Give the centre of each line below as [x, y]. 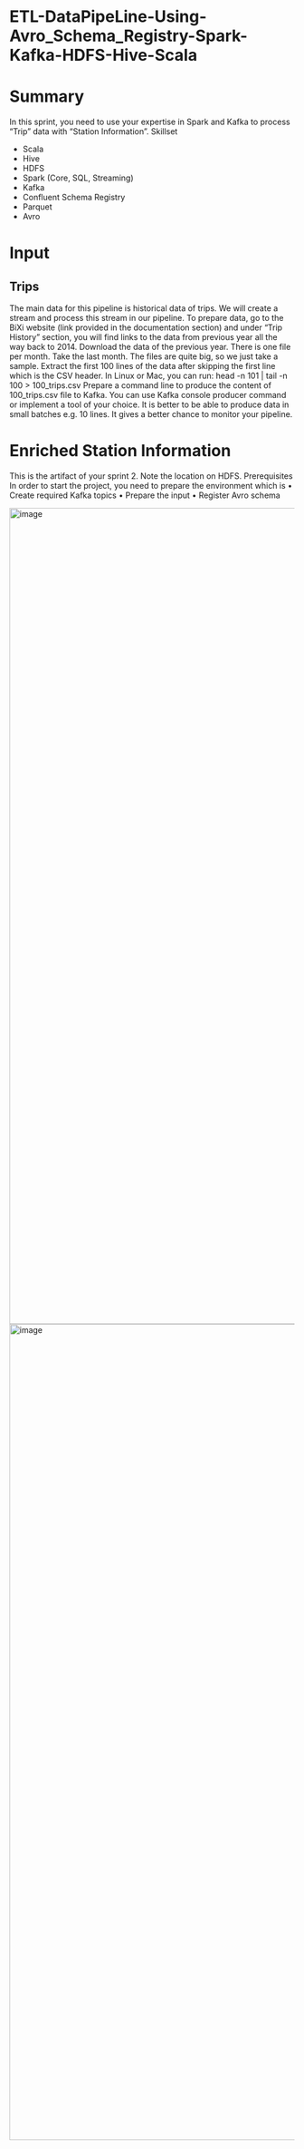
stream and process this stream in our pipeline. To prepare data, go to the [147, 318]
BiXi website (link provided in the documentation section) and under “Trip [146, 327]
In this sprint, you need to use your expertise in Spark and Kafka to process [150, 122]
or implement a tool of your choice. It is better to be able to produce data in [149, 404]
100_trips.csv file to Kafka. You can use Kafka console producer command [148, 395]
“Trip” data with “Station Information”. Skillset [94, 131]
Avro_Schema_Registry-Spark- [128, 36]
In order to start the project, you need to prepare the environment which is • [151, 486]
